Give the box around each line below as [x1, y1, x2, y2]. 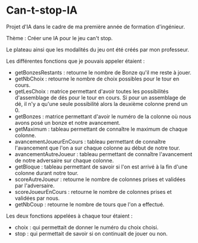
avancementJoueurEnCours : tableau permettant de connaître [14, 138, 166, 145]
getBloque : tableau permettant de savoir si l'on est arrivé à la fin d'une [14, 163, 188, 170]
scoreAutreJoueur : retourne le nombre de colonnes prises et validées [14, 176, 186, 183]
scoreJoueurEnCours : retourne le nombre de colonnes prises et [14, 188, 172, 195]
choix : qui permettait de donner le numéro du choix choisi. [14, 223, 158, 231]
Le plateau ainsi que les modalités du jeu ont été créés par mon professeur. [6, 46, 189, 53]
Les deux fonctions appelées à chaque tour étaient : [6, 212, 133, 219]
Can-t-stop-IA [6, 4, 78, 17]
